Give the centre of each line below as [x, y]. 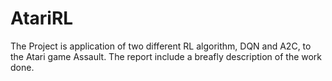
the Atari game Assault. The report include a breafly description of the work [166, 56]
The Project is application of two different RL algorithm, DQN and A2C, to [161, 46]
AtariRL [42, 18]
